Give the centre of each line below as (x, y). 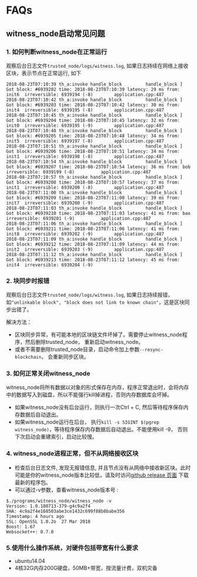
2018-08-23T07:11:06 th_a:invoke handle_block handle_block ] (94, 224)
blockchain (28, 358)
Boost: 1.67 (21, 527)
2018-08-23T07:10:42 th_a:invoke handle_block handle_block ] (94, 100)
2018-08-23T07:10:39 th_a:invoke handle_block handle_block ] (94, 84)
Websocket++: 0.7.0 (30, 532)
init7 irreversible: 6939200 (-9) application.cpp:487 (85, 203)
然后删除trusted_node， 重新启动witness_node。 (84, 342)
